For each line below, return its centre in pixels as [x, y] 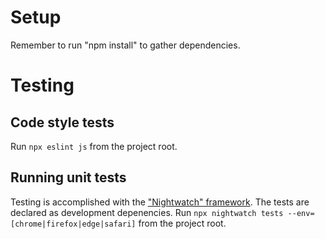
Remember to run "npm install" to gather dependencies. [125, 45]
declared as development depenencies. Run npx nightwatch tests [147, 212]
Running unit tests [68, 177]
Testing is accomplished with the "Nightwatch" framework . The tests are [160, 202]
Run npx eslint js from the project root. [94, 146]
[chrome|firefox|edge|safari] [73, 224]
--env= [301, 213]
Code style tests [62, 122]
